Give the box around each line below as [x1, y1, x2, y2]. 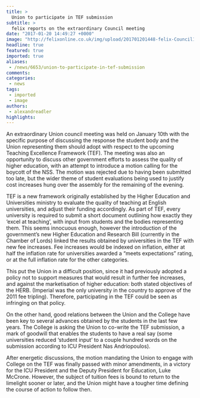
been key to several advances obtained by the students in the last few [6, 317, 178, 325]
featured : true [6, 48, 44, 54]
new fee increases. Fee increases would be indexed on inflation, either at [6, 243, 186, 251]
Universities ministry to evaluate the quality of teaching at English [6, 199, 167, 206]
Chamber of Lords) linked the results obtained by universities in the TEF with [6, 237, 194, 245]
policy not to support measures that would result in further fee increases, [6, 274, 186, 281]
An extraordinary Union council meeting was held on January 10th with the [6, 131, 189, 138]
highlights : [6, 114, 36, 120]
